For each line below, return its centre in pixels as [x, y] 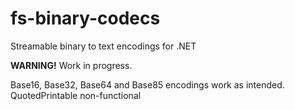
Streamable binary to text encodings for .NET [103, 46]
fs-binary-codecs [85, 18]
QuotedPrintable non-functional [76, 95]
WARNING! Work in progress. [71, 65]
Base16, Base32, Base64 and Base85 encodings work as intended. [147, 84]
